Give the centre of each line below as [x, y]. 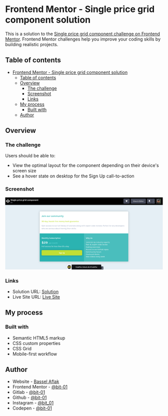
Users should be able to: [30, 156]
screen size [24, 171]
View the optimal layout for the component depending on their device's [85, 165]
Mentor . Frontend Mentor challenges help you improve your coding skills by [83, 39]
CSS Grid [22, 348]
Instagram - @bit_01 [33, 403]
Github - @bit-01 [29, 397]
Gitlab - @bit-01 [29, 392]
